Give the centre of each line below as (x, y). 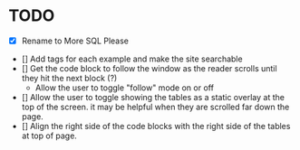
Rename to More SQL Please (75, 41)
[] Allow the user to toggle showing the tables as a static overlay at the (153, 97)
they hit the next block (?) (69, 78)
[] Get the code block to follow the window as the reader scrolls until (149, 68)
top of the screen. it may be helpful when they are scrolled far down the (155, 107)
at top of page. (49, 136)
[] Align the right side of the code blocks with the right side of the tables (156, 126)
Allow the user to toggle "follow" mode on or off (125, 88)
